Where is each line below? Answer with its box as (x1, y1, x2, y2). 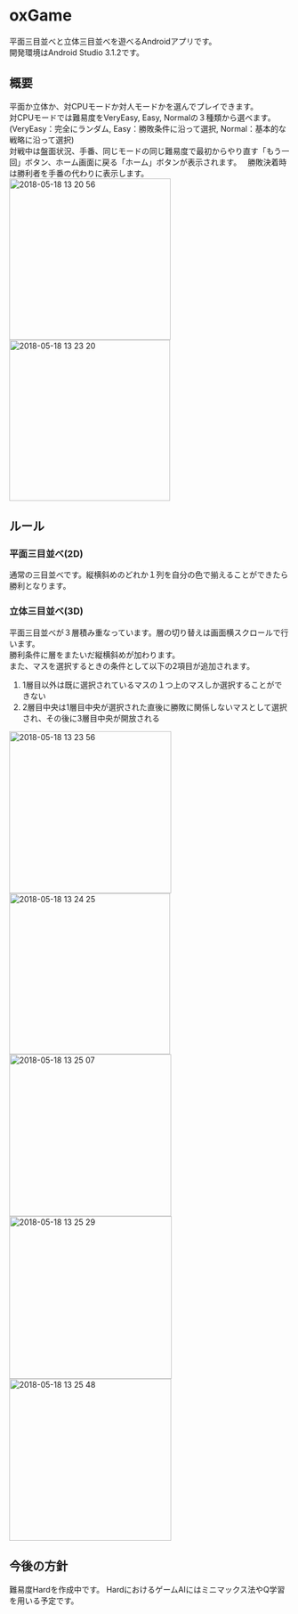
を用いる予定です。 (9, 1595, 79, 1606)
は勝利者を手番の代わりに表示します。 (9, 167, 149, 178)
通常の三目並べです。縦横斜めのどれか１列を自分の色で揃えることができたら (9, 569, 289, 580)
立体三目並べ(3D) (9, 605, 84, 617)
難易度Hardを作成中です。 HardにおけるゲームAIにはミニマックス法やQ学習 (9, 1584, 286, 1594)
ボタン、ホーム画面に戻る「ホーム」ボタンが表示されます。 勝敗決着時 (24, 157, 287, 167)
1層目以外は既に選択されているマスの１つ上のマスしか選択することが (21, 679, 275, 690)
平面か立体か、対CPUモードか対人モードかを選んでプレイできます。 (9, 101, 259, 111)
